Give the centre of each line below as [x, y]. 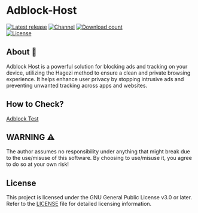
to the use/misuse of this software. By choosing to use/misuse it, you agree [99, 158]
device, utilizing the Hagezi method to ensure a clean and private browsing [98, 73]
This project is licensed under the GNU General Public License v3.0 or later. [99, 197]
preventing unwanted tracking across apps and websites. [77, 85]
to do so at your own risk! [37, 164]
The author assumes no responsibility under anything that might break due [98, 152]
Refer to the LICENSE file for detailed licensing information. [79, 204]
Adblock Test [22, 118]
